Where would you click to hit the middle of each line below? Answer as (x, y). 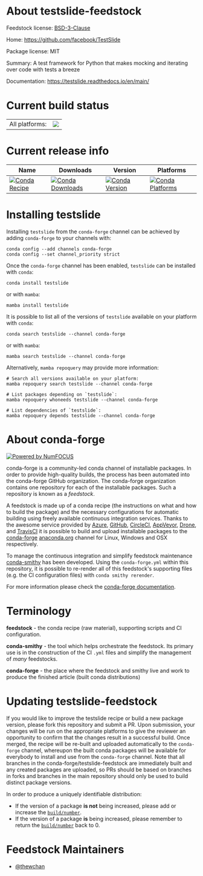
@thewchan (30, 866)
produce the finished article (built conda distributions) (73, 677)
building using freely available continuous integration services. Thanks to (97, 518)
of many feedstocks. (32, 659)
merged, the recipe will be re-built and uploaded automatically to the (92, 744)
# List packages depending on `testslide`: (62, 394)
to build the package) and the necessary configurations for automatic (93, 511)
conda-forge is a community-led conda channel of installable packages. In (99, 468)
